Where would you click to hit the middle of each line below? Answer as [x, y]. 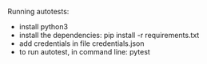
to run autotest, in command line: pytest [85, 52]
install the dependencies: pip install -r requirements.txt [109, 35]
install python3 [44, 26]
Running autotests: [38, 11]
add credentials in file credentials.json [82, 43]
